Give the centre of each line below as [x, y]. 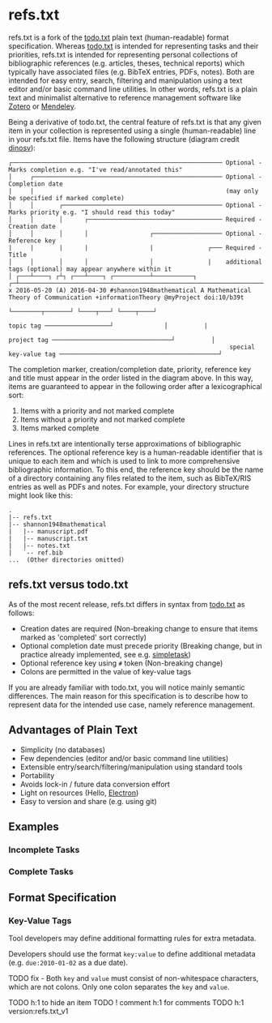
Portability [37, 775]
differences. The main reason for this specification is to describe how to [128, 696]
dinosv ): [22, 148]
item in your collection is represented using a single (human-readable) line [132, 131]
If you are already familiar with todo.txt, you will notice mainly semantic [127, 687]
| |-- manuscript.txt [49, 538]
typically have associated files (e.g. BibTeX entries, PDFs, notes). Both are [132, 71]
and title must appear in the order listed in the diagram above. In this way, [131, 378]
